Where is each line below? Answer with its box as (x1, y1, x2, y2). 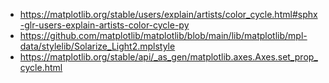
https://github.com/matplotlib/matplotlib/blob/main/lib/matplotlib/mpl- (19, 30, 308, 41)
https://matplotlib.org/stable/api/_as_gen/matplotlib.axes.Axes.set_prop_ (19, 51, 318, 63)
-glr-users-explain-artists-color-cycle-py (19, 19, 190, 31)
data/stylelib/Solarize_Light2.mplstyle (19, 40, 176, 52)
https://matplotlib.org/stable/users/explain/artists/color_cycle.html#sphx (19, 9, 318, 20)
